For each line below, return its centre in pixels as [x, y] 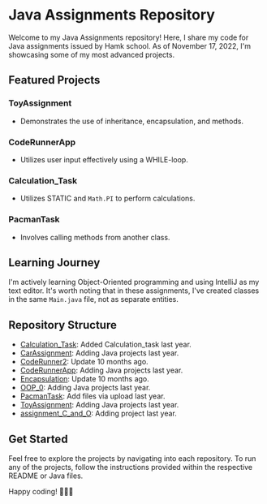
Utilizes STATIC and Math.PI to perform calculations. [108, 198]
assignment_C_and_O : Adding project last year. [98, 414]
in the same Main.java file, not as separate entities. [93, 299]
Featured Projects [54, 80]
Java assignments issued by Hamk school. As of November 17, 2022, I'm [130, 45]
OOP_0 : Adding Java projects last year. [85, 388]
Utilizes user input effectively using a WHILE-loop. [104, 159]
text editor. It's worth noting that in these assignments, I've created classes [134, 291]
